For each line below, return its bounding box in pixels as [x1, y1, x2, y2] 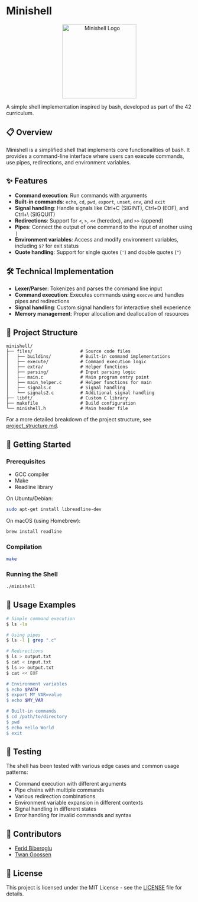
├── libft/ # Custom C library [6, 395, 128, 401]
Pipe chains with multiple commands [14, 786, 105, 793]
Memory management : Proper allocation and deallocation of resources [14, 310, 189, 317]
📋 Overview [6, 128, 53, 138]
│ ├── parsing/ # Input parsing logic [6, 369, 136, 375]
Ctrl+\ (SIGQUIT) [14, 211, 56, 218]
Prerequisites [6, 457, 46, 465]
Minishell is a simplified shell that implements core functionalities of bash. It [6, 146, 190, 153]
